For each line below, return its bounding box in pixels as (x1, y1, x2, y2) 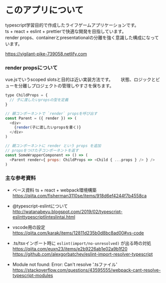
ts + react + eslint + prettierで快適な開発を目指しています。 (5, 28, 127, 34)
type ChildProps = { (5, 93, 48, 98)
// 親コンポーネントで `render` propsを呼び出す (5, 111, 98, 116)
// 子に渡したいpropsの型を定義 (9, 97, 69, 102)
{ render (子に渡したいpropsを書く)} (14, 125, 81, 130)
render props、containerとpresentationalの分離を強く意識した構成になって (5, 34, 159, 40)
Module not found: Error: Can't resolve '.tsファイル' (12, 261, 118, 267)
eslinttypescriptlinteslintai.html (12, 213, 76, 220)
